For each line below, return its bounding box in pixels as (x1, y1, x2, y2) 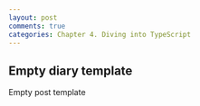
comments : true (8, 22, 66, 31)
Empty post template (8, 87, 87, 98)
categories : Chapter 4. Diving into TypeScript (8, 30, 192, 39)
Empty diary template (8, 63, 133, 78)
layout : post (8, 13, 58, 22)
